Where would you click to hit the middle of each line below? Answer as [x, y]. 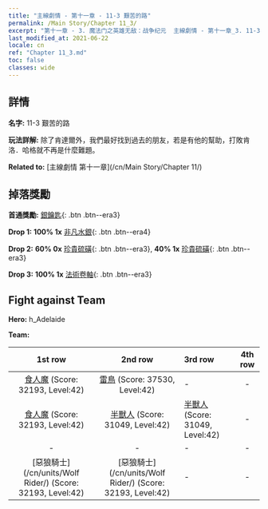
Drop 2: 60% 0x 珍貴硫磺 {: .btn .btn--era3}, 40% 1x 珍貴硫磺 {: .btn [119, 249]
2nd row [137, 360]
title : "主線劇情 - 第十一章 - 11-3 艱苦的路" [80, 16]
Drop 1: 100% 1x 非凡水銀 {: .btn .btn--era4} [80, 232]
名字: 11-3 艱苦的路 [39, 123]
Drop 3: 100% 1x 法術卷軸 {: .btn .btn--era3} [80, 274]
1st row [51, 360]
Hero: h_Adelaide [37, 320]
